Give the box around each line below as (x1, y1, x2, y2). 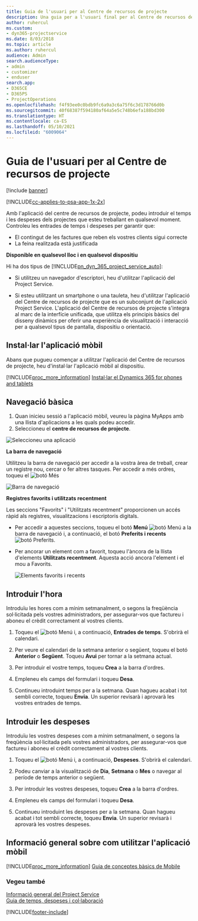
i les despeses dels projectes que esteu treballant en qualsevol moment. (6, 216, 181, 223)
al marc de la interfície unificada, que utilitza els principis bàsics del (14, 310, 179, 317)
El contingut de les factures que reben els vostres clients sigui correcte (14, 234, 187, 241)
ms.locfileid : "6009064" (6, 129, 67, 136)
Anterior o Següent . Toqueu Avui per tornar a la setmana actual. (14, 653, 173, 660)
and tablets (6, 380, 34, 387)
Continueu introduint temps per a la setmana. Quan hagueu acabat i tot (14, 687, 187, 694)
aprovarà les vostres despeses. (14, 821, 91, 828)
